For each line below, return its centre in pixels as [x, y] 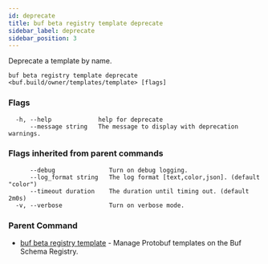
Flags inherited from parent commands [86, 153]
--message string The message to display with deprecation [134, 126]
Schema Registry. [49, 252]
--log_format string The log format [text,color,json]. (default [145, 177]
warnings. [25, 133]
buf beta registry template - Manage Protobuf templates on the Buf [131, 243]
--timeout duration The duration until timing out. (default [139, 191]
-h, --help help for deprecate [89, 120]
